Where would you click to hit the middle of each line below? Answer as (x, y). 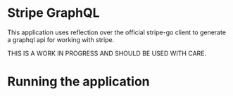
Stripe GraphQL (53, 13)
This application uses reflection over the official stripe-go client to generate (117, 32)
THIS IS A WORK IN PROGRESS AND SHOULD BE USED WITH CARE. (107, 53)
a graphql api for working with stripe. (61, 39)
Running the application (78, 82)
